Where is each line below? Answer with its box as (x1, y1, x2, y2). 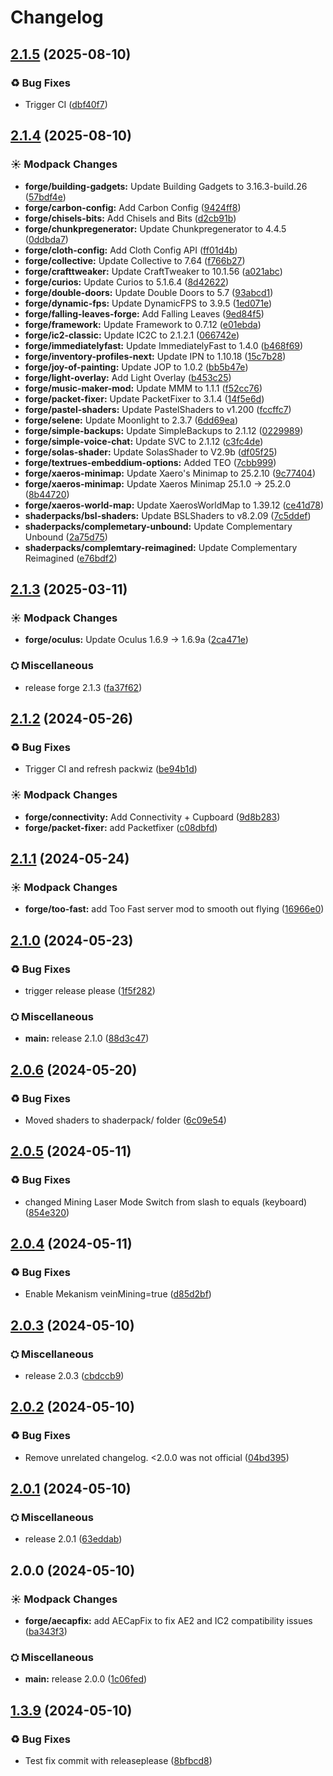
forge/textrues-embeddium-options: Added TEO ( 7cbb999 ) (24, 456, 277, 468)
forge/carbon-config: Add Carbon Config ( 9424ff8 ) (24, 201, 242, 213)
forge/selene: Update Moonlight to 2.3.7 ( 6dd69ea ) (24, 414, 239, 426)
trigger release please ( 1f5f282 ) (24, 984, 156, 996)
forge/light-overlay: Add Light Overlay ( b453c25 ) (24, 371, 232, 383)
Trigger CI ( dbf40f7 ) (24, 98, 108, 110)
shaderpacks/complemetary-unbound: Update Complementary (24, 520, 293, 532)
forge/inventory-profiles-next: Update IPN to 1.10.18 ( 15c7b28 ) (24, 350, 287, 362)
